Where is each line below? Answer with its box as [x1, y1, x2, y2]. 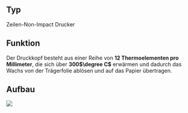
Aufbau [6, 84, 35, 95]
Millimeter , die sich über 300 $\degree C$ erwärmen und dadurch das [6, 60, 182, 68]
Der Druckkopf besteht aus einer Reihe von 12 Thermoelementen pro [6, 54, 179, 61]
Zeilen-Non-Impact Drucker [6, 20, 75, 28]
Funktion [6, 38, 40, 49]
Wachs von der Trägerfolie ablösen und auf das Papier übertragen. [6, 67, 172, 74]
